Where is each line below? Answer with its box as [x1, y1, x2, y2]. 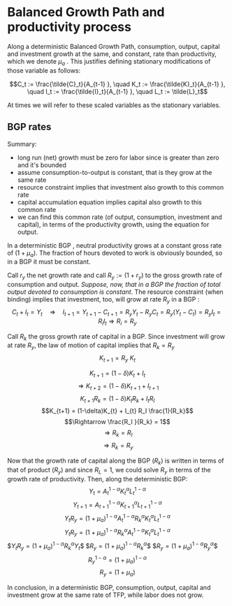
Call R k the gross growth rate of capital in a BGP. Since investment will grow [7, 332, 226, 342]
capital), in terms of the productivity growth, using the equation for [17, 220, 210, 228]
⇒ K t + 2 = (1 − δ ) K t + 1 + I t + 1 [78, 381, 159, 392]
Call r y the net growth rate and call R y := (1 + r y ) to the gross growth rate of [7, 271, 222, 281]
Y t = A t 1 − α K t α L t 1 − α [88, 486, 147, 497]
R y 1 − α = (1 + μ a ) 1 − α [88, 554, 147, 565]
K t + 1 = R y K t [99, 354, 136, 364]
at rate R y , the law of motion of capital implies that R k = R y [7, 341, 175, 351]
